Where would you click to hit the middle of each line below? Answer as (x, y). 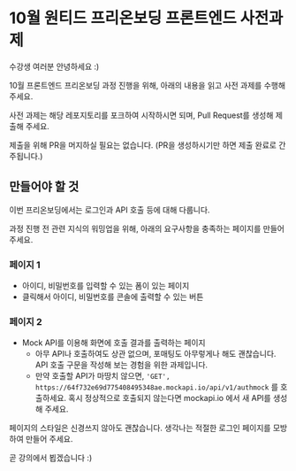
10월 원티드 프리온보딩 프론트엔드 (123, 18)
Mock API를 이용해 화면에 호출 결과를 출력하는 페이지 (114, 343)
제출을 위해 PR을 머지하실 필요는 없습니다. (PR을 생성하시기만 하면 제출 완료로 (143, 145)
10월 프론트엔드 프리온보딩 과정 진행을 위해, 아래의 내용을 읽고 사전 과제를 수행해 (147, 85)
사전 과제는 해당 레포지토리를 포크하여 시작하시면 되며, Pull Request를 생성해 (141, 115)
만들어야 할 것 (44, 187)
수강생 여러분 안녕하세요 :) (54, 66)
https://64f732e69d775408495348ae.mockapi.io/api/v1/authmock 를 (156, 387)
